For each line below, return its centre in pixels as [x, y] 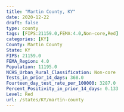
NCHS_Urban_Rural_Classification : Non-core [61, 72]
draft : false [22, 23]
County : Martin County [34, 45]
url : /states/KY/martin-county [45, 100]
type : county [22, 28]
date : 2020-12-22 [28, 17]
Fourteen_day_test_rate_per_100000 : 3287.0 [61, 84]
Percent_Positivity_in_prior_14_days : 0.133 [62, 89]
